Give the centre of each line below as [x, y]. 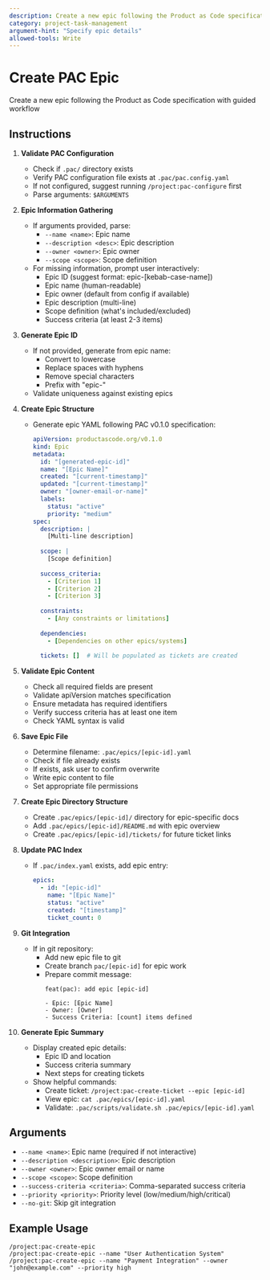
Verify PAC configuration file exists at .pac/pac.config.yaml [131, 177]
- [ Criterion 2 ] [75, 589]
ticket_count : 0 [75, 918]
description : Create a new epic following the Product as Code [117, 16]
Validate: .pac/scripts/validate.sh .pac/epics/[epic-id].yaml [149, 1107]
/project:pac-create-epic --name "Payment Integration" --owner [119, 1261]
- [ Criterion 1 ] [75, 581]
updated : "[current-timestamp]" [94, 484]
